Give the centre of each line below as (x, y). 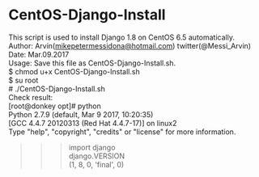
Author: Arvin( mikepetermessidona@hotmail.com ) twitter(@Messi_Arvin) (130, 45)
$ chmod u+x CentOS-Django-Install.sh (74, 71)
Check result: (31, 97)
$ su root (23, 80)
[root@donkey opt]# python (55, 106)
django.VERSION (97, 156)
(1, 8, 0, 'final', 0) (96, 164)
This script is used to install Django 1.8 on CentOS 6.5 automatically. (121, 37)
